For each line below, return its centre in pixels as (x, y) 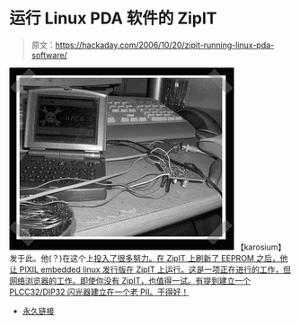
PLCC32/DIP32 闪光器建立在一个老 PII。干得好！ (99, 292)
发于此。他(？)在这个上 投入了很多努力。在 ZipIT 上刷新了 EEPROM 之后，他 (149, 258)
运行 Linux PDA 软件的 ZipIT (113, 18)
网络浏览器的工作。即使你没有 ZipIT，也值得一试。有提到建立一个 (130, 280)
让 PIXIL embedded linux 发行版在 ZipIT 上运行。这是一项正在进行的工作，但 (150, 269)
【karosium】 (261, 247)
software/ (49, 55)
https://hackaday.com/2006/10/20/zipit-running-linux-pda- (165, 45)
